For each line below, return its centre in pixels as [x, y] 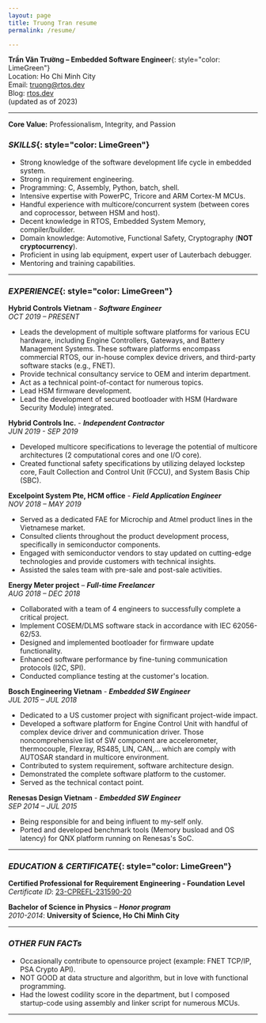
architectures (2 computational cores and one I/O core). [110, 455]
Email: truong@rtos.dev [47, 85]
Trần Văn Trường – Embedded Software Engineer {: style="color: [114, 59]
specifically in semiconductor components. [90, 544]
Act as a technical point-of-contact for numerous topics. [112, 382]
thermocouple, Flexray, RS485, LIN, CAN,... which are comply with [127, 748]
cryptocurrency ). [48, 246]
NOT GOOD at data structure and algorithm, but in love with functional [134, 977]
